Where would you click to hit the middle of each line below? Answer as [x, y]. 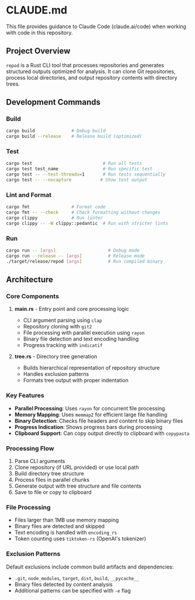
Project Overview [38, 51]
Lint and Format [29, 195]
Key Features [25, 396]
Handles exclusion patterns [56, 374]
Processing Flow [30, 448]
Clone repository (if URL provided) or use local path [76, 467]
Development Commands [53, 102]
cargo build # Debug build [56, 131]
